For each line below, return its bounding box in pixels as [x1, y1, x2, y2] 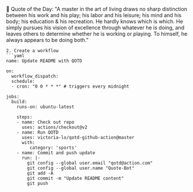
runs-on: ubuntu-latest [16, 104, 75, 110]
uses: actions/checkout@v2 [21, 124, 88, 130]
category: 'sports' [29, 145, 77, 151]
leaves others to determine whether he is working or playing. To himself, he [6, 30, 188, 37]
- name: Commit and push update [16, 150, 95, 156]
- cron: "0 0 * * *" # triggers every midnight [11, 83, 130, 89]
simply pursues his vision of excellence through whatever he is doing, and [6, 24, 185, 31]
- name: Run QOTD [16, 130, 59, 135]
